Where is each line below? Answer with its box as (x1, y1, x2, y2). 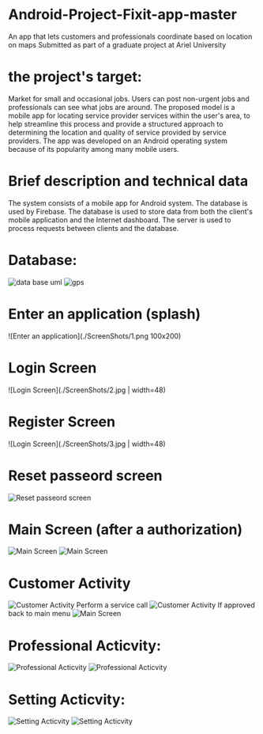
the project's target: (8, 68, 142, 86)
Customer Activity (8, 574, 131, 592)
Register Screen (8, 413, 116, 430)
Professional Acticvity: (8, 637, 162, 654)
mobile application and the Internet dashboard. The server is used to (8, 215, 231, 225)
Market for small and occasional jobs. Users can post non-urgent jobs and (8, 93, 250, 104)
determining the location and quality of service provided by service (8, 127, 227, 137)
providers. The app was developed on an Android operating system (8, 136, 227, 146)
